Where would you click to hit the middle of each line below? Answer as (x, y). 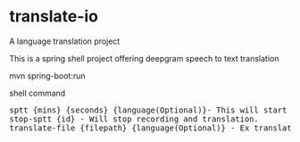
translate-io (54, 17)
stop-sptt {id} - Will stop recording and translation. (134, 119)
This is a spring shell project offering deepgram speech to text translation (144, 58)
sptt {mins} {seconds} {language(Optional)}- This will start (148, 110)
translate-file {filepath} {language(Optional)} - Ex (129, 128)
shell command (37, 93)
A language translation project (65, 41)
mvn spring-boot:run (47, 75)
